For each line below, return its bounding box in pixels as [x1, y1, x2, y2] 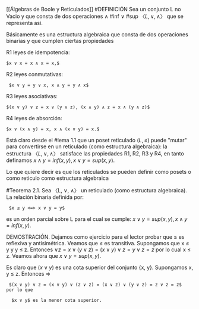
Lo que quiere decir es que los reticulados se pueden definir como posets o [6, 168, 191, 175]
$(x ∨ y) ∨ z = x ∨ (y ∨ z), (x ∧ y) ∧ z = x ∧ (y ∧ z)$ [6, 104, 150, 110]
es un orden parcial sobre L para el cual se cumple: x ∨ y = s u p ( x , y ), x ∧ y [6, 216, 188, 223]
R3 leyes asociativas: [6, 93, 58, 99]
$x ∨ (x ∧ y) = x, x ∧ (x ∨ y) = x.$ [6, 126, 100, 132]
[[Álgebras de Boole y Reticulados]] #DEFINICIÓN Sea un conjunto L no [6, 6, 181, 13]
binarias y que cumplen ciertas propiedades [6, 38, 114, 44]
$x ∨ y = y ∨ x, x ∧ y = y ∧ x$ [8, 82, 89, 88]
